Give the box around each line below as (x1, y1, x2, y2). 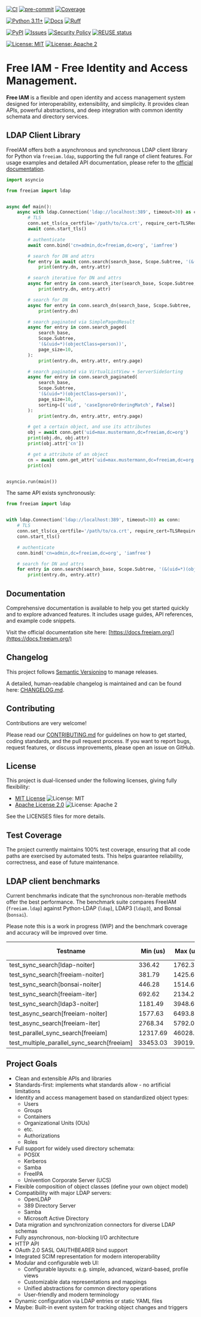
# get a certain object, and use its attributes (28, 424, 151, 430)
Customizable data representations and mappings (23, 1278, 147, 1285)
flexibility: (6, 783, 30, 790)
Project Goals (6, 1059, 58, 1069)
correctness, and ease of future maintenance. (6, 859, 120, 866)
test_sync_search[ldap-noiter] (9, 961, 95, 969)
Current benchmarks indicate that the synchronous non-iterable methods (6, 892, 187, 899)
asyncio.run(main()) (6, 479, 58, 485)
